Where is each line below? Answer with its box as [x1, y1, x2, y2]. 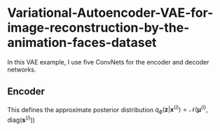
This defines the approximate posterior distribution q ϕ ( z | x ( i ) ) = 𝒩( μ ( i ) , [7, 104, 208, 116]
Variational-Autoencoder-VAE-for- [7, 5, 214, 21]
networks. [7, 65, 36, 74]
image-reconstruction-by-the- [7, 20, 190, 36]
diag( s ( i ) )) [7, 114, 35, 124]
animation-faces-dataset [7, 35, 157, 50]
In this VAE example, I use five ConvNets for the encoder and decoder [7, 57, 209, 66]
